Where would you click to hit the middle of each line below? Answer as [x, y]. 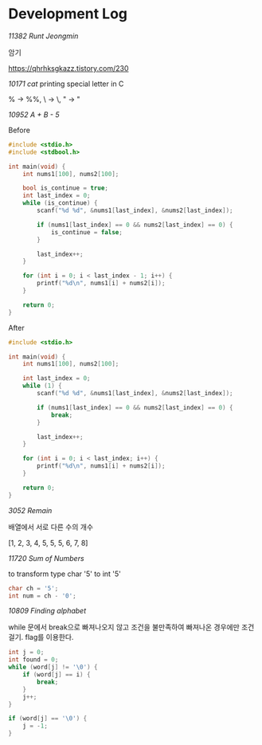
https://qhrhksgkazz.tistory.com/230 [68, 68]
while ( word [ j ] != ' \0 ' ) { [53, 667]
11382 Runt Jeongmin [43, 36]
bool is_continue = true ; [66, 188]
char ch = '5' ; [33, 588]
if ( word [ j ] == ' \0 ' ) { [48, 719]
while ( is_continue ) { [60, 203]
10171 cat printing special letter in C [66, 84]
